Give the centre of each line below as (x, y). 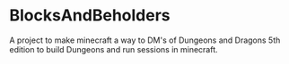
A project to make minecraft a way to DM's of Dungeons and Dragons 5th (145, 40)
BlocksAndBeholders (90, 16)
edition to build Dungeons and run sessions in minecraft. (114, 49)
